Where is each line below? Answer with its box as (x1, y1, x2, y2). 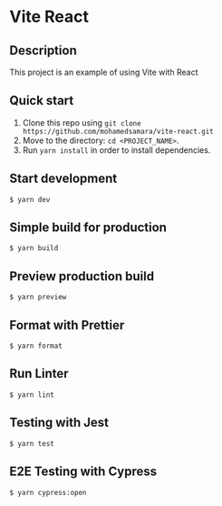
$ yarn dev (9, 195, 51, 204)
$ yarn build (9, 244, 59, 253)
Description (9, 43, 77, 58)
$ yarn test (9, 439, 54, 448)
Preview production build (9, 268, 155, 284)
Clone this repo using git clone (22, 116, 142, 128)
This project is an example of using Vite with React (9, 66, 198, 77)
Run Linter (9, 366, 70, 381)
